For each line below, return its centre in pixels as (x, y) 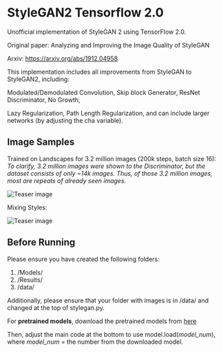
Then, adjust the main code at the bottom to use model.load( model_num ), (111, 334)
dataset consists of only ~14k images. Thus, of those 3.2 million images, (110, 173)
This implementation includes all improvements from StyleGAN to (99, 72)
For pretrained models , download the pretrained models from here (102, 321)
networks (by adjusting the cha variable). (65, 120)
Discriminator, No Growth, (44, 100)
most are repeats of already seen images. (67, 180)
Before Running (41, 242)
